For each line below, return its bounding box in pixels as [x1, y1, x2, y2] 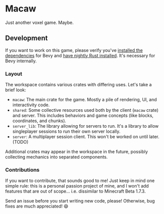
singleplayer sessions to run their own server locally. [12, 128, 121, 135]
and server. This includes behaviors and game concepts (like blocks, [12, 113, 154, 119]
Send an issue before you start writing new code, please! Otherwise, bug [5, 198, 155, 204]
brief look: [5, 87, 26, 93]
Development [5, 34, 48, 42]
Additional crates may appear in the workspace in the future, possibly [5, 149, 148, 155]
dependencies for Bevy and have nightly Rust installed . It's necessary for [5, 52, 156, 58]
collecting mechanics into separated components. [5, 154, 108, 160]
